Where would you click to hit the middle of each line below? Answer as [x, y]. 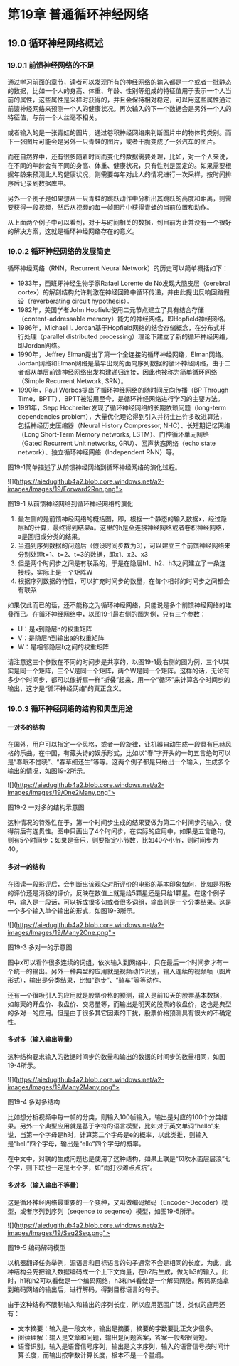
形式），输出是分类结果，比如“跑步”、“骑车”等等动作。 [86, 980]
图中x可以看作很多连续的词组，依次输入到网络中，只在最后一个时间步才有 [115, 962]
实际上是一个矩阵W [65, 572]
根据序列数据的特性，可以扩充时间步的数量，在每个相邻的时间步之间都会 [123, 581]
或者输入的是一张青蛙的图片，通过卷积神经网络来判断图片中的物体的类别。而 [119, 132]
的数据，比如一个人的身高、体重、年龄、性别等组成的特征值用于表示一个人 [116, 90]
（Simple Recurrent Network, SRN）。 [72, 381]
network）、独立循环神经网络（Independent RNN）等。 [98, 452]
